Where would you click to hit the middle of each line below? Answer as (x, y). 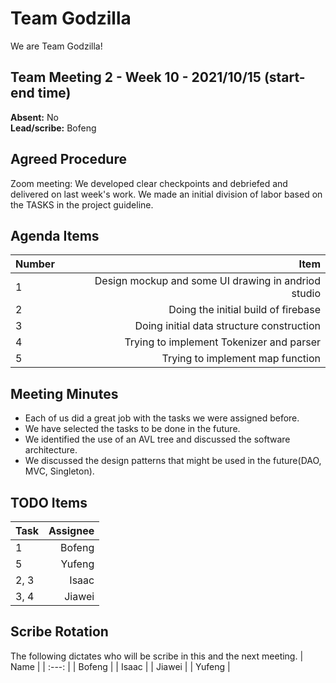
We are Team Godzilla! (56, 46)
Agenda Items (55, 235)
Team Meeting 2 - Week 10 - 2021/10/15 (136, 77)
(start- (284, 77)
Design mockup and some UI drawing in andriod (207, 281)
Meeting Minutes (64, 393)
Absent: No (34, 117)
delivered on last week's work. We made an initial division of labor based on (166, 194)
